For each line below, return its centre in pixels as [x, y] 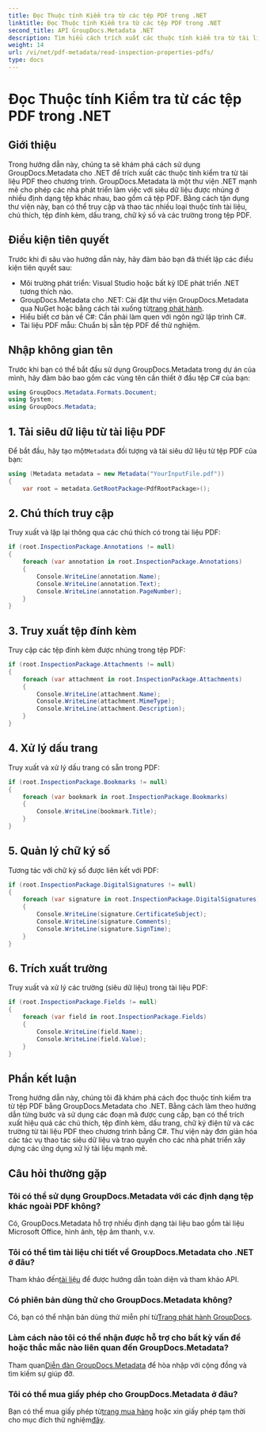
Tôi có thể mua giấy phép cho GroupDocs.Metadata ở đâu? [123, 1394]
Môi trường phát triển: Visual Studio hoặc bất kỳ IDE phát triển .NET [129, 283]
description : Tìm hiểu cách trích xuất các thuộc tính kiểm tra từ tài [129, 38]
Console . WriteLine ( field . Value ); [92, 1039]
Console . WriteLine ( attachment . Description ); [111, 709]
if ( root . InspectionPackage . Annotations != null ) [92, 547]
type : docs [26, 60]
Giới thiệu [32, 145]
